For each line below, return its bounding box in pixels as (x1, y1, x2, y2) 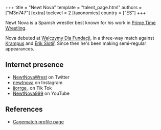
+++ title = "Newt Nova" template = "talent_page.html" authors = (5, 5, 142, 10)
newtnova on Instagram (12, 79, 63, 86)
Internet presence (5, 61, 64, 69)
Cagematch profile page (12, 118, 64, 124)
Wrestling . (5, 25, 27, 31)
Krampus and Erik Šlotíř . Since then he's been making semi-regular (5, 40, 147, 46)
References (5, 105, 43, 114)
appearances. (5, 46, 35, 51)
